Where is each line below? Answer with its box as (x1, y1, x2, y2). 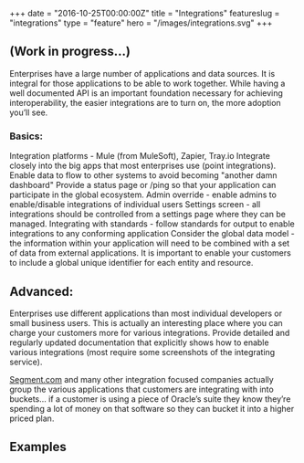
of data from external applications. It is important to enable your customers (9, 247, 292, 258)
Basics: (9, 130, 44, 142)
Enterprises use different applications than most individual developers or (9, 308, 283, 319)
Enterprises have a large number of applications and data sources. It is (9, 68, 276, 79)
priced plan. (9, 413, 55, 424)
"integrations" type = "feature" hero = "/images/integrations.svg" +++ (9, 17, 273, 28)
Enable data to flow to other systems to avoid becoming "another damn (9, 170, 278, 181)
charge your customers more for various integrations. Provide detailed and (9, 327, 290, 338)
